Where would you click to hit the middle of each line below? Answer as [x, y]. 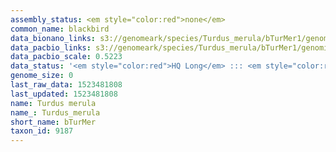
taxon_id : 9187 [42, 131]
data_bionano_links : [53, 38]
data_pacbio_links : [51, 47]
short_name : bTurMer [53, 122]
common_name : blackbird [60, 29]
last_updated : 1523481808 [64, 94]
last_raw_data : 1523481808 [66, 85]
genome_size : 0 [42, 76]
